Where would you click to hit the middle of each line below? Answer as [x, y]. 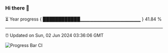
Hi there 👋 [17, 8]
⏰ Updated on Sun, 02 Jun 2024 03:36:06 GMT [54, 35]
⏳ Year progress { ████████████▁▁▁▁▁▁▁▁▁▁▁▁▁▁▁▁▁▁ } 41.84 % [83, 19]
